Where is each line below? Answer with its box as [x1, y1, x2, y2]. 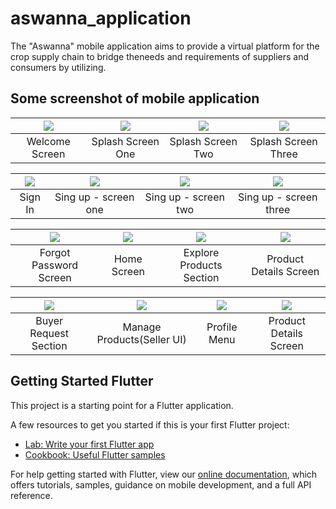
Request [29, 326, 69, 340]
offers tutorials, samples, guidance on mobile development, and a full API [10, 478, 312, 491]
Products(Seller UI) [96, 332, 187, 346]
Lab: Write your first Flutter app [24, 438, 155, 450]
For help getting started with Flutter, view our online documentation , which [10, 468, 318, 480]
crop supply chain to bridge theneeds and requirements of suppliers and [10, 50, 309, 62]
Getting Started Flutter [10, 373, 154, 390]
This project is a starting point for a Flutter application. [10, 399, 234, 411]
